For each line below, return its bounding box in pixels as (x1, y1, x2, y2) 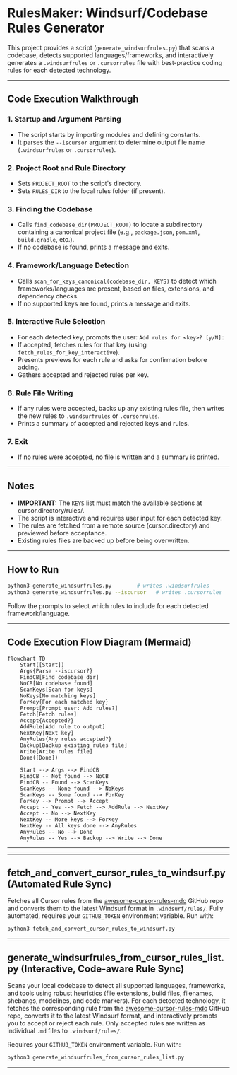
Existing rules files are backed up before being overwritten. (17, 536, 190, 545)
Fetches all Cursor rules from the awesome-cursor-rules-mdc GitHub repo (7, 897, 224, 905)
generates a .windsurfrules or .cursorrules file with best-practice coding (7, 58, 223, 66)
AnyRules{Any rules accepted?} (20, 736, 112, 743)
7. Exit (7, 437, 28, 447)
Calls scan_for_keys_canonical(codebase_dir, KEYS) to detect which (17, 277, 217, 285)
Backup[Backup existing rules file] (20, 741, 128, 749)
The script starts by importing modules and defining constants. (17, 130, 201, 139)
